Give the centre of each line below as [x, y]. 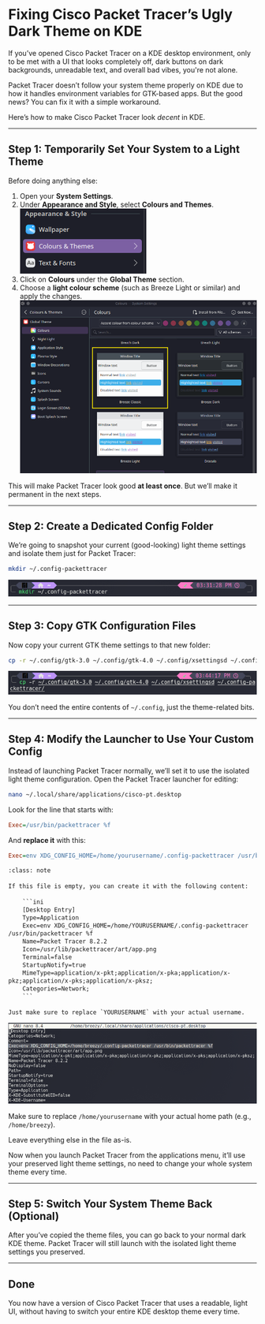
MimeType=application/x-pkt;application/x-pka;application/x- [127, 973]
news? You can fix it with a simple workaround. [85, 102]
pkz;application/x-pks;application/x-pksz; [81, 981]
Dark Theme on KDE [75, 31]
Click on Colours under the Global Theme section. [102, 279]
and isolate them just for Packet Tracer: [72, 554]
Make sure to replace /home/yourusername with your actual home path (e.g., [130, 1116]
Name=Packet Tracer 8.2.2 [65, 942]
